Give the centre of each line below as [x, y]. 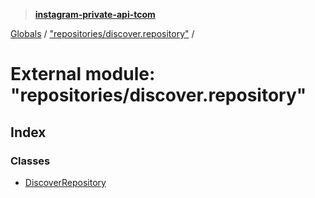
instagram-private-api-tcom [95, 14]
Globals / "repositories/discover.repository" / [102, 33]
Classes [30, 161]
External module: [83, 74]
